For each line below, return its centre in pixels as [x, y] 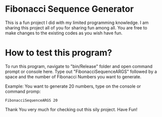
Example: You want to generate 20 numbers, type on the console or [73, 86]
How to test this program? [59, 53]
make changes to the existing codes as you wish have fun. [64, 33]
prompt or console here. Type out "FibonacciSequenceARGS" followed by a [81, 71]
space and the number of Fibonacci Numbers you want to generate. [73, 76]
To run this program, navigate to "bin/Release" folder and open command [79, 66]
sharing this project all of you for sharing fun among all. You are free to [76, 27]
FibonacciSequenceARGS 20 [31, 100]
